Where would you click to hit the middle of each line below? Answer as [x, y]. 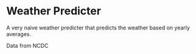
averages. [19, 34]
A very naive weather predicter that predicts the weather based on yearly [98, 28]
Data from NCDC [27, 46]
